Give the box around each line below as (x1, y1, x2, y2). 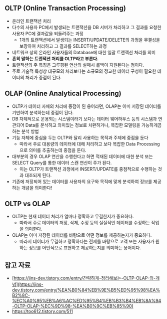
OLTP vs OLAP (4, 200, 50, 208)
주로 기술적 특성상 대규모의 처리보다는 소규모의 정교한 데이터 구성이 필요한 (11, 68, 156, 74)
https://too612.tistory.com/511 (11, 308, 73, 314)
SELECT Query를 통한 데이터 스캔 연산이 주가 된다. (11, 160, 112, 166)
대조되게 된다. (24, 172, 52, 178)
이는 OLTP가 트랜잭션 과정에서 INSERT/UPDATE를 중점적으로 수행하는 (19, 166, 157, 172)
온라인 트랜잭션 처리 (11, 18, 51, 24)
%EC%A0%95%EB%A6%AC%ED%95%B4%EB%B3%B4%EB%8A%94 (11, 298, 161, 304)
